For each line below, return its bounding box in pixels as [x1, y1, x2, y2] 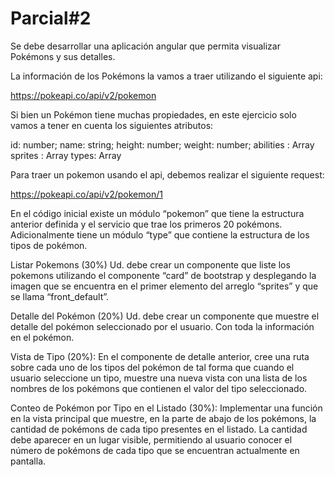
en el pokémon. [10, 331, 75, 343]
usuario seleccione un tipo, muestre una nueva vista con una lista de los [10, 372, 308, 384]
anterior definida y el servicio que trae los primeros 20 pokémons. [10, 218, 283, 230]
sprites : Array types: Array [10, 149, 122, 161]
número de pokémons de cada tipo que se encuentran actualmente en [10, 444, 300, 456]
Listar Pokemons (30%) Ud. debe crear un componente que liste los [10, 258, 291, 271]
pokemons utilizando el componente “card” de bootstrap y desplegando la [10, 269, 317, 281]
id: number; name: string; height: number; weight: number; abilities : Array [10, 138, 315, 151]
